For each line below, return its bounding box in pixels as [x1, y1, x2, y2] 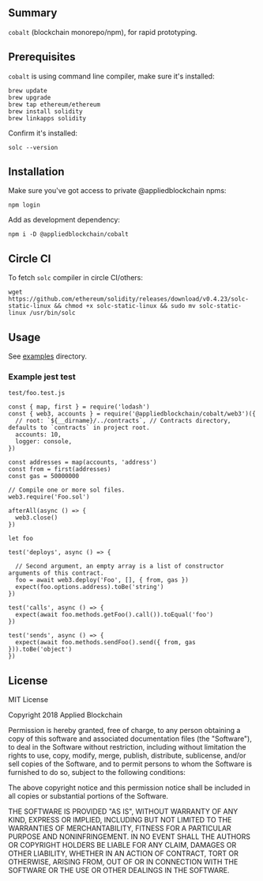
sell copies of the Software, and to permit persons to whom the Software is [8, 759, 253, 769]
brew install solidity [8, 107, 83, 116]
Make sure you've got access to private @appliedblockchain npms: [8, 186, 227, 196]
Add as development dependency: [8, 215, 121, 225]
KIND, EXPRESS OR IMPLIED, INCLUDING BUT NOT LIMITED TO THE [8, 815, 232, 825]
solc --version [8, 143, 58, 151]
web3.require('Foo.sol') [8, 493, 90, 501]
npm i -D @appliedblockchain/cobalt [8, 230, 129, 238]
